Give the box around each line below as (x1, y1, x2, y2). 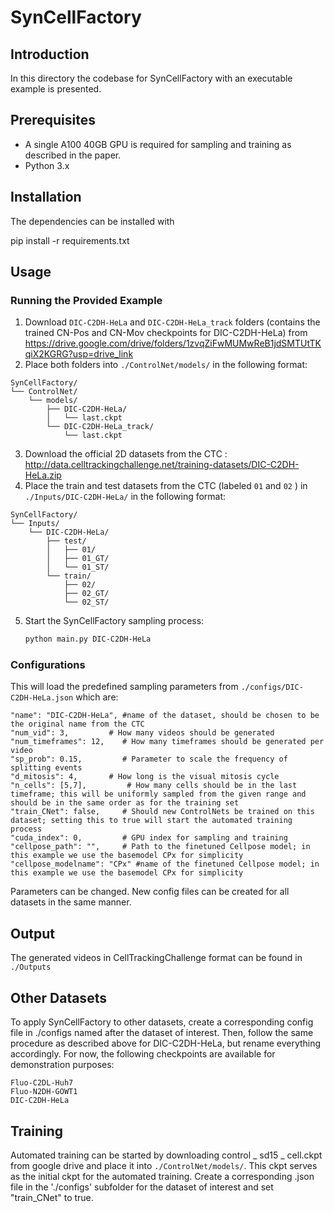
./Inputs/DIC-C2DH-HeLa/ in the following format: (24, 491, 227, 503)
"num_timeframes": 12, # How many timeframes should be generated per (10, 737, 325, 747)
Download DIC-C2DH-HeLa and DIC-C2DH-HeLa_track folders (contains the (24, 316, 321, 328)
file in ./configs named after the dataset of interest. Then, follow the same (10, 1027, 314, 1039)
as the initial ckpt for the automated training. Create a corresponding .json (10, 1170, 315, 1182)
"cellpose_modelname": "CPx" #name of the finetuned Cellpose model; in (10, 859, 320, 870)
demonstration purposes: (10, 1059, 115, 1071)
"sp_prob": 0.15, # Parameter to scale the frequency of (10, 754, 288, 765)
